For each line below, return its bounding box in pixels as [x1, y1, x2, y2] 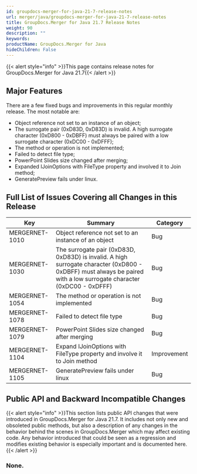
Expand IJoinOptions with [55, 343, 127, 351]
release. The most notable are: [6, 108, 80, 115]
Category [156, 219, 184, 227]
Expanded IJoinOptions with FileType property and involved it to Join [14, 162, 181, 170]
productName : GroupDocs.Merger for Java [6, 42, 107, 48]
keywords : [6, 36, 30, 42]
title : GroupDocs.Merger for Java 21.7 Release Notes [6, 19, 141, 25]
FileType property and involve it [55, 350, 142, 358]
